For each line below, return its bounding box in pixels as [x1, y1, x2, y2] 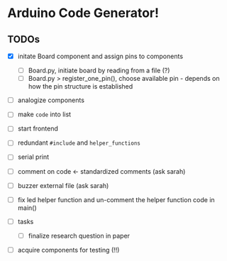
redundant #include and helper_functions [17, 138, 140, 147]
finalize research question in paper [28, 231, 130, 240]
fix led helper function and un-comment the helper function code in [17, 195, 215, 204]
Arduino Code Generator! [7, 5, 160, 21]
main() [17, 204, 37, 212]
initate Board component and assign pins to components [17, 52, 183, 60]
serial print [17, 152, 50, 161]
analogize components [17, 96, 85, 104]
